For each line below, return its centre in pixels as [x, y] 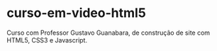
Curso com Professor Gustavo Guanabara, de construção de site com [108, 33]
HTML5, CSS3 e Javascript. [47, 40]
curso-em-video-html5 [76, 13]
